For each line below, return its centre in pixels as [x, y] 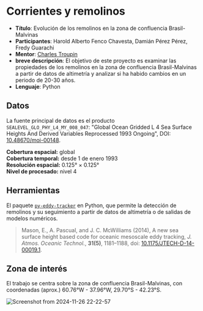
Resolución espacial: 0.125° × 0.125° [53, 165]
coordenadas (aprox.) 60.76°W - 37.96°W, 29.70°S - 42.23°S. [84, 290]
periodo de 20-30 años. [45, 80]
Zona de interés [37, 269]
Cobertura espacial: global [41, 152]
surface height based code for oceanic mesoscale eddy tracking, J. [106, 236]
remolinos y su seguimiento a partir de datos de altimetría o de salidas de [99, 211]
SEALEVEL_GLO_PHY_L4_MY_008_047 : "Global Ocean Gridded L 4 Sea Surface [99, 127]
